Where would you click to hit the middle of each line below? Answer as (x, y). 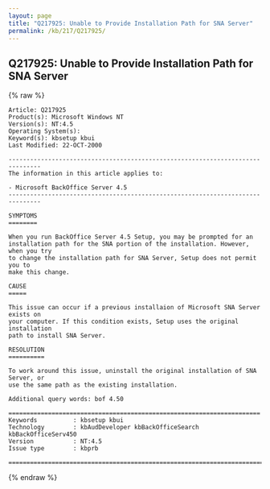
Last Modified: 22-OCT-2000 (55, 146)
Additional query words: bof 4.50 (66, 400)
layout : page (30, 16)
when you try (30, 251)
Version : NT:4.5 (55, 441)
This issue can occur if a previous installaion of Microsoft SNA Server (135, 308)
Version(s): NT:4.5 (41, 124)
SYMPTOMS (23, 216)
